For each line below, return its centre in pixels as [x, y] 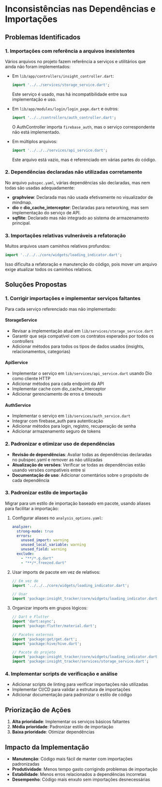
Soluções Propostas [36, 285]
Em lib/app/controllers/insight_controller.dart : [63, 76]
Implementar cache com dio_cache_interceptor [59, 389]
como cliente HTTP [31, 379]
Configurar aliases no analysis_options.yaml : [57, 518]
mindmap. [22, 202]
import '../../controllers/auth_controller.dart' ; [64, 117]
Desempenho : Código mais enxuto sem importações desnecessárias [81, 780]
